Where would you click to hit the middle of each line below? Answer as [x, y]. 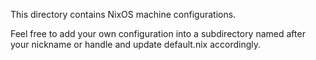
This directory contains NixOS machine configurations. [123, 14]
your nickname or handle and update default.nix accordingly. [136, 44]
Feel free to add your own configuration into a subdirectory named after [158, 33]
